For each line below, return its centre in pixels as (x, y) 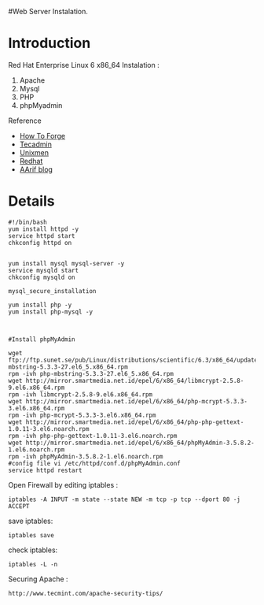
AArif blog (36, 169)
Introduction (49, 43)
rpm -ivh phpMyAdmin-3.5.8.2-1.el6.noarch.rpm (86, 456)
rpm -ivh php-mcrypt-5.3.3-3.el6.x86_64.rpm (82, 415)
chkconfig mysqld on (42, 277)
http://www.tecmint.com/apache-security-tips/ (86, 593)
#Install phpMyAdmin (42, 339)
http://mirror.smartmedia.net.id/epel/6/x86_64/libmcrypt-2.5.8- (135, 380)
